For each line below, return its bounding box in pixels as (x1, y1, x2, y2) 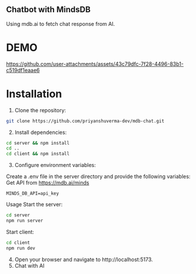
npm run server (6, 218, 44, 224)
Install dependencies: (14, 129, 67, 136)
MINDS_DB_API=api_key (6, 191, 59, 196)
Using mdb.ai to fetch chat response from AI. (6, 20, 115, 27)
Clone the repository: (14, 106, 67, 113)
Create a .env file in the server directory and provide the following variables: (6, 173, 191, 180)
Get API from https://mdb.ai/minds (6, 179, 89, 186)
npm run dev (6, 245, 35, 251)
